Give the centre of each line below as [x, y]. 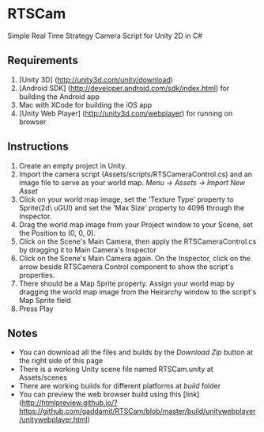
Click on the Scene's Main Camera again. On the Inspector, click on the [134, 258]
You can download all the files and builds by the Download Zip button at [136, 352]
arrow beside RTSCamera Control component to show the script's [126, 267]
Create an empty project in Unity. [73, 165]
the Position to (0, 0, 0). [57, 233]
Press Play [36, 309]
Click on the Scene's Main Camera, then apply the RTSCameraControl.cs [138, 241]
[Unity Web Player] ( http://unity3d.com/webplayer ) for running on [126, 113]
